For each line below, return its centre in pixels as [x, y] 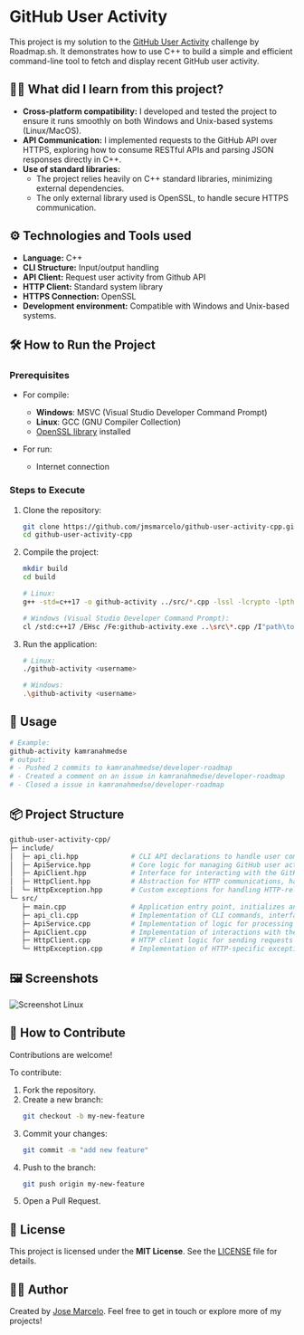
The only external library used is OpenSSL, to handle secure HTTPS [162, 197]
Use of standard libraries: [71, 168]
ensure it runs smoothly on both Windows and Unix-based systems [148, 120]
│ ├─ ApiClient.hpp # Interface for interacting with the [143, 873]
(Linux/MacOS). [52, 130]
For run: [37, 449]
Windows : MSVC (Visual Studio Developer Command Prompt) [152, 413]
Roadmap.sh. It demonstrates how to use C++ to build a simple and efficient [151, 51]
